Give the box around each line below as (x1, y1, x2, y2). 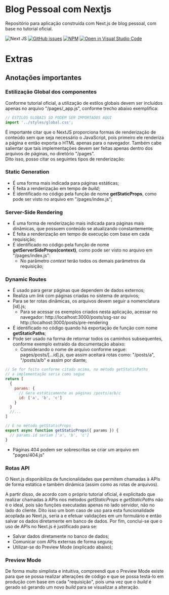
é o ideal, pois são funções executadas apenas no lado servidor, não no (5, 502, 155, 508)
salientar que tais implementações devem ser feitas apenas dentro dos (5, 145, 153, 151)
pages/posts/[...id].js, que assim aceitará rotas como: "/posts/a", (20, 352, 155, 358)
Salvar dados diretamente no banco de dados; (12, 533, 110, 539)
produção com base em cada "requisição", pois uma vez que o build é (5, 579, 152, 585)
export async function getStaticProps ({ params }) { (5, 428, 119, 433)
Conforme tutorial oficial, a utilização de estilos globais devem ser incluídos (5, 100, 163, 106)
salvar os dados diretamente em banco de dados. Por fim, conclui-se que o (5, 518, 163, 524)
